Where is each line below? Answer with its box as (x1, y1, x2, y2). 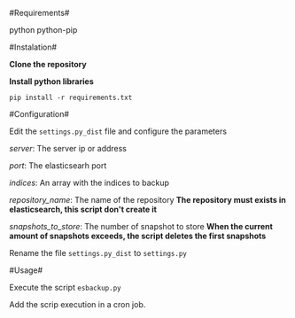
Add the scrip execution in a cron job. (9, 299, 146, 309)
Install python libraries (9, 76, 95, 87)
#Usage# (9, 265, 43, 275)
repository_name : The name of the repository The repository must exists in (9, 195, 286, 205)
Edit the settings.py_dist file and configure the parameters (9, 126, 228, 136)
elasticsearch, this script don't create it (9, 204, 158, 214)
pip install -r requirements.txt (9, 93, 133, 102)
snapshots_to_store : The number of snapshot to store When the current (9, 221, 273, 231)
